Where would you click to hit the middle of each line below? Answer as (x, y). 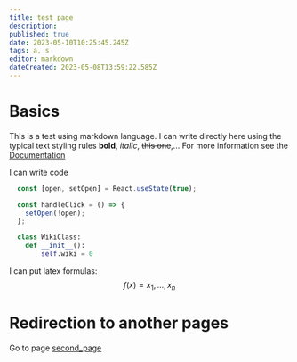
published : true (39, 34)
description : (33, 26)
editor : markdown (41, 59)
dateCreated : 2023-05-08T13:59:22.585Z (83, 68)
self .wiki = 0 (67, 254)
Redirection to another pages (119, 323)
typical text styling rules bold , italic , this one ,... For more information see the (149, 145)
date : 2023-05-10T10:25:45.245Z (69, 42)
